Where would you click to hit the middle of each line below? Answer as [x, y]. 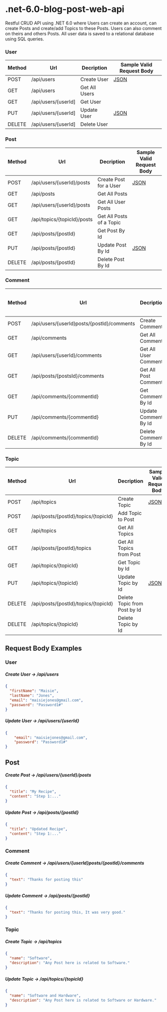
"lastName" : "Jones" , [32, 696]
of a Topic [109, 222]
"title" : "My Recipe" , [33, 792]
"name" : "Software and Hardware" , [45, 996]
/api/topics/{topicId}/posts [62, 219]
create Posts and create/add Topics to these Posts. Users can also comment [83, 28]
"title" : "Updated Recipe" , [39, 829]
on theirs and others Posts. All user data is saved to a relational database [80, 33]
